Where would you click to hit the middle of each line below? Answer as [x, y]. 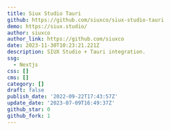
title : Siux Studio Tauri [44, 13]
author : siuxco [29, 33]
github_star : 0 [29, 109]
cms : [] [18, 77]
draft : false [26, 90]
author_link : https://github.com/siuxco [66, 39]
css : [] [18, 71]
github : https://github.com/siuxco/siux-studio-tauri [86, 20]
